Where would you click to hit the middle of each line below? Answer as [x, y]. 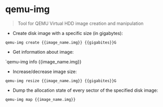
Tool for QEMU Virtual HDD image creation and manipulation [80, 23]
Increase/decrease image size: [45, 72]
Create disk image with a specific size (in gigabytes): [68, 33]
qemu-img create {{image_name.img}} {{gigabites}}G [61, 42]
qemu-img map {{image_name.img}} [40, 99]
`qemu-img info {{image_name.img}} [44, 61]
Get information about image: [43, 52]
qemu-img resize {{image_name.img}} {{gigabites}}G [61, 81]
